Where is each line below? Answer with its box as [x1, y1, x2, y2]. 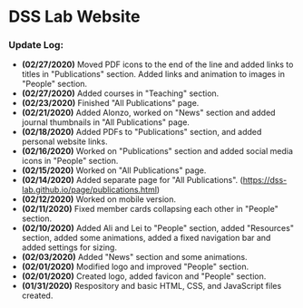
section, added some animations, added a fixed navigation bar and [21, 233, 271, 244]
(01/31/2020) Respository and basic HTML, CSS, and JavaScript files [21, 281, 282, 292]
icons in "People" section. [21, 156, 119, 167]
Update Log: [8, 39, 64, 52]
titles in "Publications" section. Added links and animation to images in [21, 69, 285, 80]
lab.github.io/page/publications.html [21, 184, 158, 196]
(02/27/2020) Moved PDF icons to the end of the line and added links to [21, 59, 294, 70]
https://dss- [242, 175, 288, 186]
